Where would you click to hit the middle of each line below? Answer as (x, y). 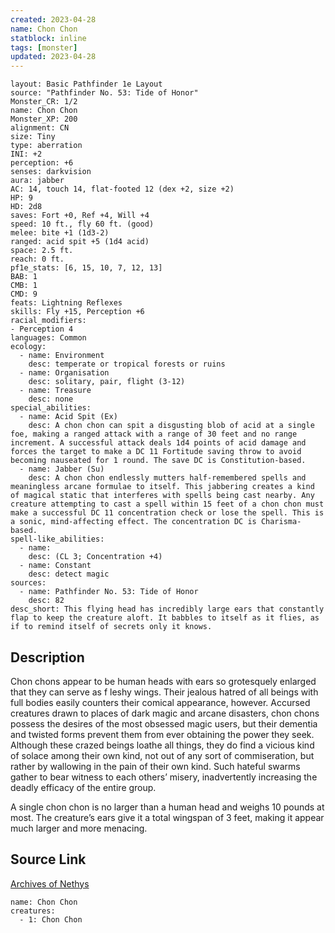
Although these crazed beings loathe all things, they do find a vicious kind (162, 745)
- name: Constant (55, 566)
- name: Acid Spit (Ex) (68, 417)
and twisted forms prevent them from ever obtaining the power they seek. (162, 734)
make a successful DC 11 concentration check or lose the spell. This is (167, 513)
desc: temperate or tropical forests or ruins (127, 364)
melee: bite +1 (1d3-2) (60, 233)
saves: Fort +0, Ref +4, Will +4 (80, 216)
